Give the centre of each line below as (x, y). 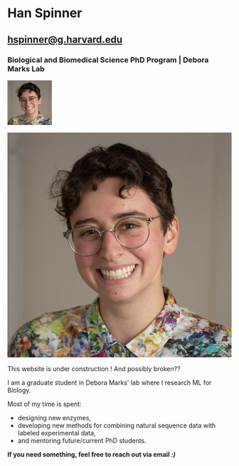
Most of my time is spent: (44, 404)
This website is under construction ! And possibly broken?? (94, 368)
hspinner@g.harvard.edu (65, 40)
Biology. (19, 390)
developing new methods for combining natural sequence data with (117, 425)
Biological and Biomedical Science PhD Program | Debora (108, 60)
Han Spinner (45, 13)
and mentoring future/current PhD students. (82, 440)
